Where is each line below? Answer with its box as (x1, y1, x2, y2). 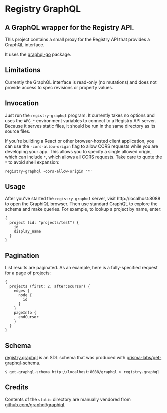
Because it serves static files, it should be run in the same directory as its (5, 123, 156, 129)
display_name (14, 229, 41, 234)
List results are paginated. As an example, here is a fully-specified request (5, 265, 158, 271)
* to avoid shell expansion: (5, 159, 60, 165)
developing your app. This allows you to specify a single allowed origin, (5, 148, 152, 154)
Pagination (5, 251, 40, 260)
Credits (5, 383, 29, 392)
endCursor (18, 315, 39, 320)
